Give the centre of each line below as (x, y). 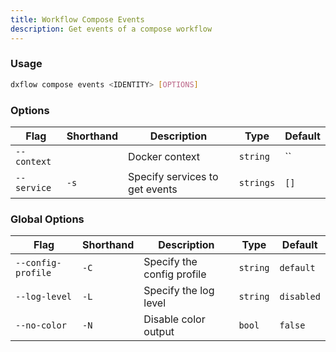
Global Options (47, 219)
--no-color (41, 325)
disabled (300, 297)
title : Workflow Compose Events (77, 19)
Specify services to (173, 176)
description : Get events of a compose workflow (111, 29)
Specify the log (179, 291)
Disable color (174, 319)
